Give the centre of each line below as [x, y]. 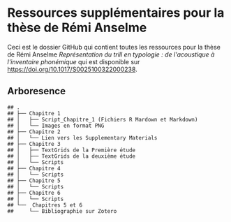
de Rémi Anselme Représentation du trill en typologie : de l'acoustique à [111, 54]
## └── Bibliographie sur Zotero [62, 211]
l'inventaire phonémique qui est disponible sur [74, 61]
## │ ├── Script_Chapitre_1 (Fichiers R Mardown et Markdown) [103, 119]
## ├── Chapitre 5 [34, 180]
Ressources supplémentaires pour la [116, 13]
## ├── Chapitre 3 [34, 144]
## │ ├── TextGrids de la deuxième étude [72, 156]
